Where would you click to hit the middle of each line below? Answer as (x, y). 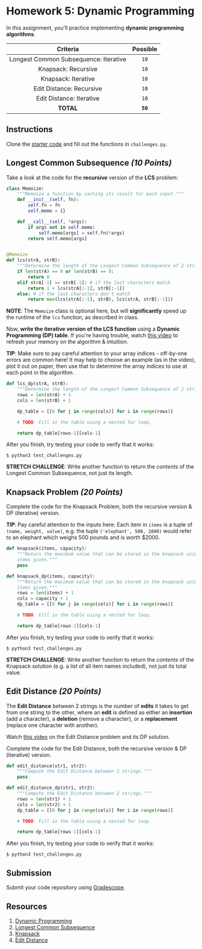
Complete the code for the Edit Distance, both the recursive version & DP (96, 748)
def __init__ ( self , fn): (48, 200)
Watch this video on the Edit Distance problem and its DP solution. (88, 736)
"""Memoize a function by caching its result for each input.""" (101, 194)
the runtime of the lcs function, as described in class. (73, 317)
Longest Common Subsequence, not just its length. (70, 473)
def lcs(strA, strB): (33, 260)
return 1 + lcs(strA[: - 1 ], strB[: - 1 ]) (76, 288)
